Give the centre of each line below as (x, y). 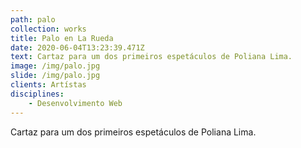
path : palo (33, 19)
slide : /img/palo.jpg (55, 76)
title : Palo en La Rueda (62, 38)
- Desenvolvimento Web (75, 103)
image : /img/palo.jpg (55, 66)
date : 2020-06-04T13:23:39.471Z (77, 47)
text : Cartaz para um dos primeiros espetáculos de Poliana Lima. (151, 57)
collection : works (48, 29)
